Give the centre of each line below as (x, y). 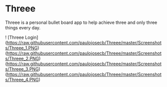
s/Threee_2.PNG (22, 58)
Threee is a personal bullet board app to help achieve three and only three (81, 22)
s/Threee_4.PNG (22, 80)
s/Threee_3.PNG (22, 69)
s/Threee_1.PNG (21, 48)
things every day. (23, 27)
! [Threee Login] (22, 37)
